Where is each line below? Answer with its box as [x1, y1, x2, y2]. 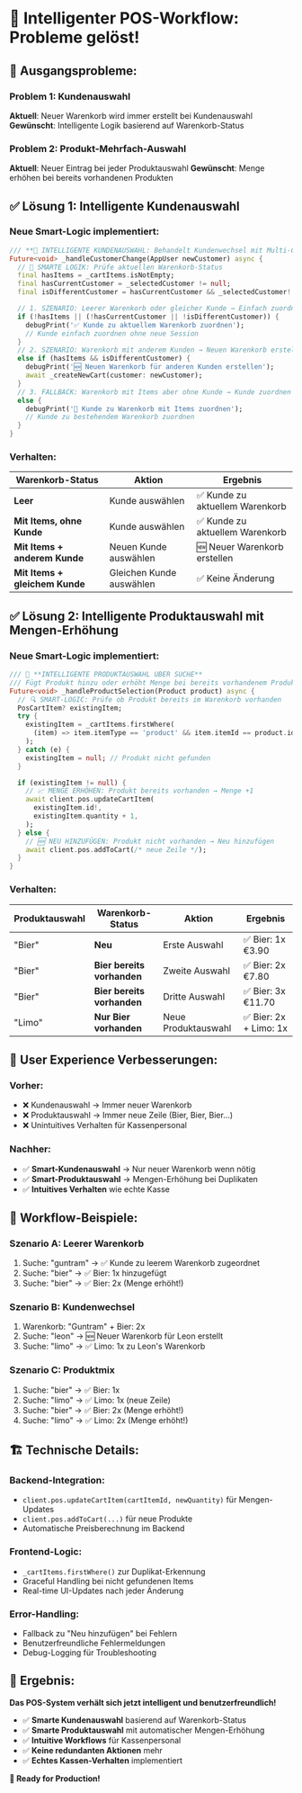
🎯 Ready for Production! [9, 1772, 101, 1784]
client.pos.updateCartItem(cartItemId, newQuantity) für [22, 1494, 237, 1505]
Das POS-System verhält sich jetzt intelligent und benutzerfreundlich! [9, 1697, 277, 1708]
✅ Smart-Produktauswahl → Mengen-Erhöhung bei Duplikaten [22, 1173, 259, 1184]
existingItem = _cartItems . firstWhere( [25, 720, 175, 730]
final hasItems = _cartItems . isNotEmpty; [17, 271, 175, 280]
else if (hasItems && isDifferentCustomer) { [17, 354, 191, 363]
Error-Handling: [9, 1608, 79, 1620]
